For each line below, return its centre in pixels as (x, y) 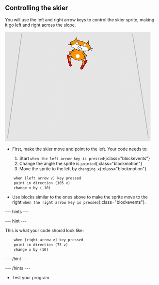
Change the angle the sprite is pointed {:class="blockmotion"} (81, 163)
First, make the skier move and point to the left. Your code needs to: (80, 149)
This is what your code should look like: (44, 230)
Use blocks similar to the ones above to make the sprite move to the (80, 197)
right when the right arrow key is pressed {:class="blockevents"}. (79, 202)
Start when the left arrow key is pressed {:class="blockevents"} (85, 158)
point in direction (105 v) (42, 183)
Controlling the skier (37, 8)
